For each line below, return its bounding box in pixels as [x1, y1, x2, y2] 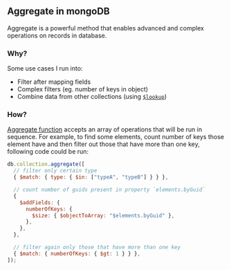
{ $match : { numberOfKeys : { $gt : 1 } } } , [13, 250, 140, 257]
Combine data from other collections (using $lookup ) [17, 93, 167, 101]
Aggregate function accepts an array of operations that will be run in [7, 125, 203, 134]
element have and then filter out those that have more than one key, [7, 140, 201, 148]
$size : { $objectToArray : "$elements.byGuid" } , [32, 212, 175, 219]
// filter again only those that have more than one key [13, 244, 181, 251]
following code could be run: [7, 147, 89, 156]
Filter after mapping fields [17, 78, 91, 86]
